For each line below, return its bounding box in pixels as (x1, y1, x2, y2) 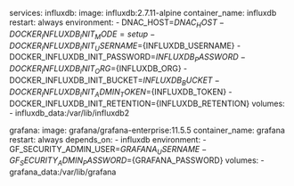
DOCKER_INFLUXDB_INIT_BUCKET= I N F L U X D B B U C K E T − (9, 75, 220, 87)
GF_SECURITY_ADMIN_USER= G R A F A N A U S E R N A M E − (9, 143, 208, 157)
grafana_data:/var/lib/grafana (9, 166, 117, 177)
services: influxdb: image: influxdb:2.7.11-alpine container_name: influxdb (9, 8, 277, 18)
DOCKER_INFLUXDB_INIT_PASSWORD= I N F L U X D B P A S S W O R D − (9, 52, 247, 65)
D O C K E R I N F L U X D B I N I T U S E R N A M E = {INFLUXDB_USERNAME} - (9, 40, 241, 53)
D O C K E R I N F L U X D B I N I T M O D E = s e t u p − (9, 28, 156, 41)
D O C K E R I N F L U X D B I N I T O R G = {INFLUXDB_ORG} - (9, 63, 188, 76)
